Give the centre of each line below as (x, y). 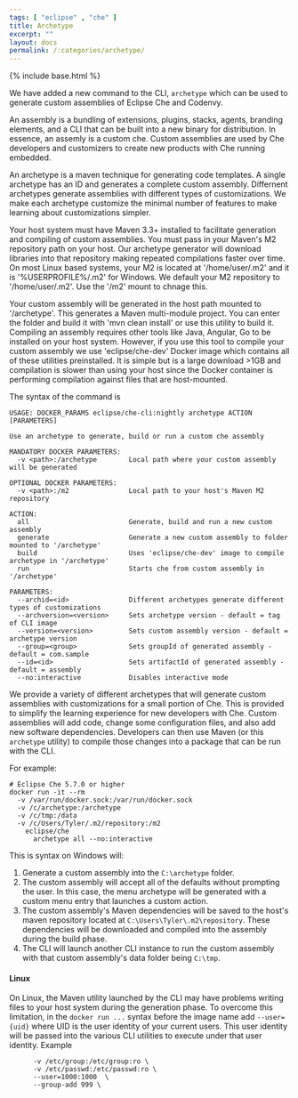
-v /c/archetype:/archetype (69, 808)
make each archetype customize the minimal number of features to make (143, 203)
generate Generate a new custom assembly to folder (153, 538)
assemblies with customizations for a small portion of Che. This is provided (147, 704)
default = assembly (45, 670)
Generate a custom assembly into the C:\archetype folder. (128, 873)
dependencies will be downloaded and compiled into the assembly (144, 930)
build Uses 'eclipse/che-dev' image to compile (151, 553)
